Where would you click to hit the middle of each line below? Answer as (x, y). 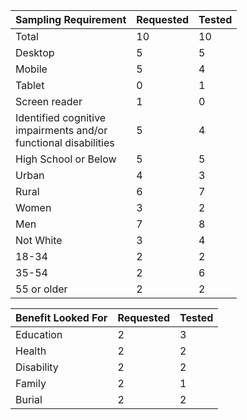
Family (31, 383)
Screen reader (49, 101)
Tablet (30, 85)
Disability (37, 367)
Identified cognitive (61, 117)
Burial (29, 399)
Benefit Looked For (61, 317)
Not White (39, 240)
